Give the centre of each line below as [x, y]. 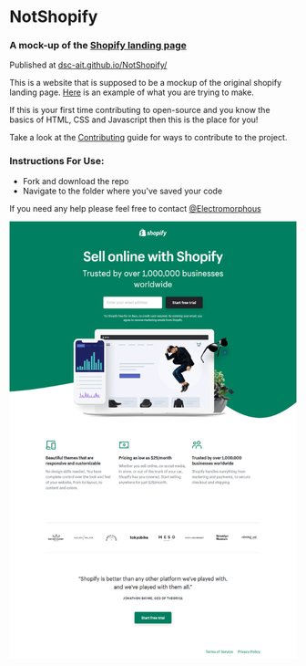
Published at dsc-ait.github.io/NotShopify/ [88, 65]
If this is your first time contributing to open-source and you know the [140, 110]
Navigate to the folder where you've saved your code [122, 191]
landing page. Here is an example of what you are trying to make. [132, 92]
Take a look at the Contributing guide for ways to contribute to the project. [148, 138]
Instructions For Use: [57, 161]
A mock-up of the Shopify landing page [98, 46]
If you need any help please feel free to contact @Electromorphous [135, 208]
